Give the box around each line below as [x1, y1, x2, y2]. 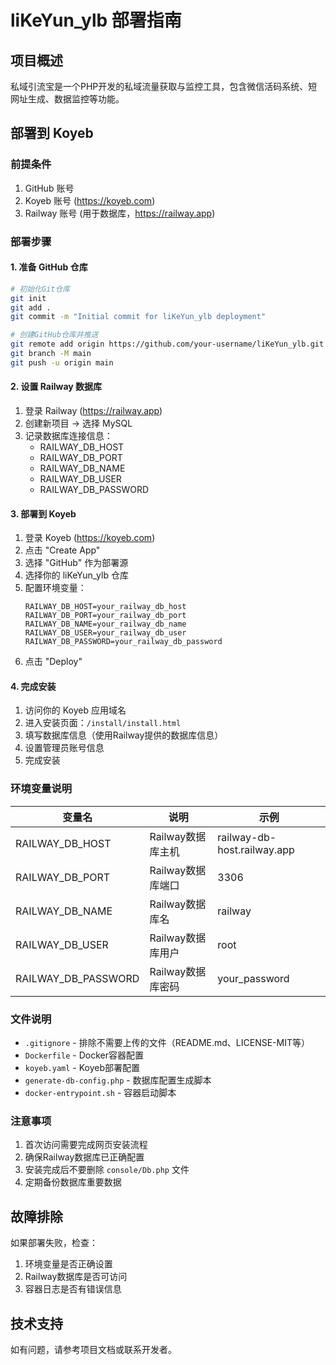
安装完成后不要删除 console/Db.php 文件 [24, 1164, 190, 1176]
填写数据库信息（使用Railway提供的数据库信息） [24, 729, 224, 741]
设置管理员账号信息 [24, 742, 105, 754]
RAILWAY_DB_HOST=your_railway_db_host [24, 602, 187, 612]
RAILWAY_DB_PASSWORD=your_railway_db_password [24, 637, 223, 647]
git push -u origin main [10, 357, 114, 368]
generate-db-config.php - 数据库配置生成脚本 [24, 1074, 212, 1086]
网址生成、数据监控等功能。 [10, 93, 125, 105]
